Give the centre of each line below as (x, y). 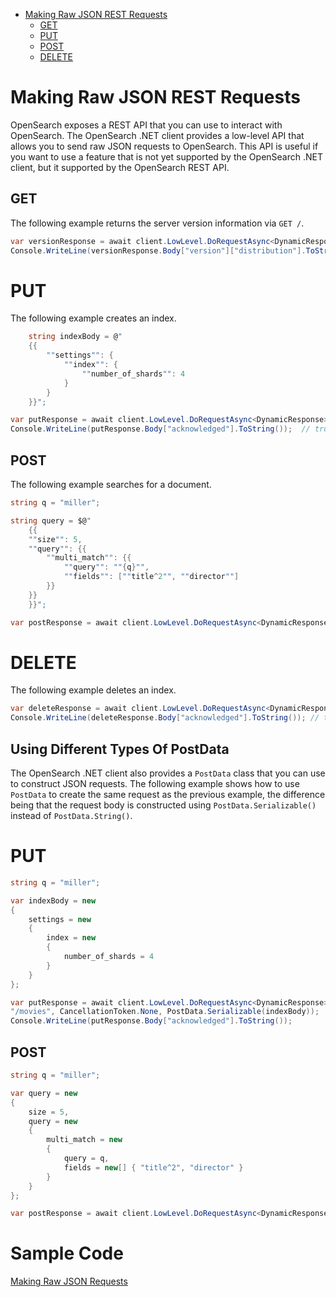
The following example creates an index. (93, 318)
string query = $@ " (51, 520)
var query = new (44, 1093)
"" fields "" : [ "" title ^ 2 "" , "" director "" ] (151, 577)
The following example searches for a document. (111, 484)
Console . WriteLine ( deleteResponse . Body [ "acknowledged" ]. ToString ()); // (165, 718)
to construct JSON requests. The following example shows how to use (155, 783)
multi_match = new (84, 1140)
